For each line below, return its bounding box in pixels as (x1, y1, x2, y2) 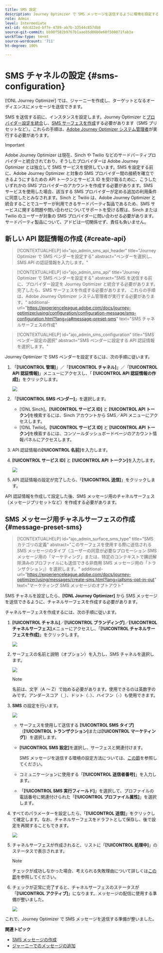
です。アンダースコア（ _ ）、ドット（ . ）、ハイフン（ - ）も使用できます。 (16, 692, 158, 698)
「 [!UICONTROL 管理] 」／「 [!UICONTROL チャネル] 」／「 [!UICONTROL (12, 364, 158, 370)
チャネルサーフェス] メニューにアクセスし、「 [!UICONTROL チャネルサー (12, 626, 155, 632)
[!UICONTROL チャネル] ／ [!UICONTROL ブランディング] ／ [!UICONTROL (12, 619, 158, 626)
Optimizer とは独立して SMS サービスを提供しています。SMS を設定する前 (5, 164, 154, 170)
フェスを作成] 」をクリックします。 (12, 632, 81, 638)
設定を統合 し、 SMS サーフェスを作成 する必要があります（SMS (21, 120, 148, 126)
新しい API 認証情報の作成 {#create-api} (5, 234, 127, 243)
